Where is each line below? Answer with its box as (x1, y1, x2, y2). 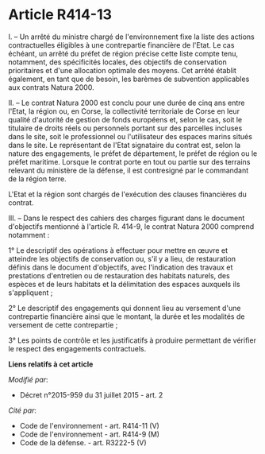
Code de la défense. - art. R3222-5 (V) (19, 437, 147, 447)
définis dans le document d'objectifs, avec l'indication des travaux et (8, 262, 233, 272)
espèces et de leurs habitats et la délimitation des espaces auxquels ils (8, 279, 240, 289)
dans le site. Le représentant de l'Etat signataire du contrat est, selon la (8, 140, 240, 149)
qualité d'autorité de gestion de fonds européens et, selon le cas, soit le (8, 114, 243, 124)
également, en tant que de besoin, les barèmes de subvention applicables (8, 74, 250, 83)
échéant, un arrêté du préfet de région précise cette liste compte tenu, (8, 49, 239, 58)
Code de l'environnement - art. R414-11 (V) (19, 421, 160, 430)
